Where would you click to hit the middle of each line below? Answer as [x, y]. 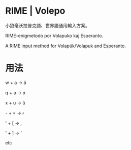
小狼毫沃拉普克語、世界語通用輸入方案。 [47, 25]
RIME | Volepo [35, 11]
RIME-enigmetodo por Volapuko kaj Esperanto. [54, 35]
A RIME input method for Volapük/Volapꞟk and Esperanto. [65, 46]
